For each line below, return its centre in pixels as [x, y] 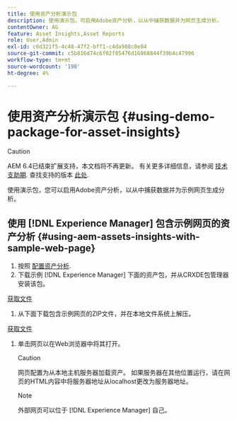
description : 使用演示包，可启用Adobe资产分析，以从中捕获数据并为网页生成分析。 [115, 21]
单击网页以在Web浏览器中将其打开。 [71, 344]
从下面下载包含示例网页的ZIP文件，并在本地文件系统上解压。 [106, 314]
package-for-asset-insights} [94, 132]
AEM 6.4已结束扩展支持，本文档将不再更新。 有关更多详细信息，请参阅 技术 [117, 166]
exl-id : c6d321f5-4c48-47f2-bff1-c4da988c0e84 [77, 47]
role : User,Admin [33, 40]
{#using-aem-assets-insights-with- [118, 237]
